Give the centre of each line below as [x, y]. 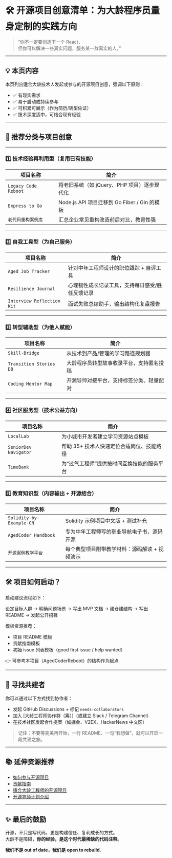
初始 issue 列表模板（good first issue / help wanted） [69, 650]
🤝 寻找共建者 [25, 685]
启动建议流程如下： [26, 597]
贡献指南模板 [26, 643]
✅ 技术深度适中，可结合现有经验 [47, 114]
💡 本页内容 [22, 71]
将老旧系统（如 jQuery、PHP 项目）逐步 [106, 185]
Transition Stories [31, 364]
